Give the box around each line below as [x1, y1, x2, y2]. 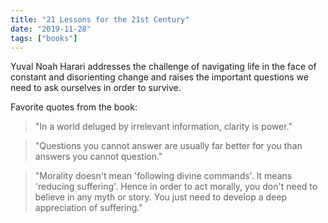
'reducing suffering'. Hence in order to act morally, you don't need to [34, 181, 318, 193]
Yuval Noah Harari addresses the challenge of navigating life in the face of [10, 61, 317, 73]
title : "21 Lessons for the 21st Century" [10, 14, 190, 25]
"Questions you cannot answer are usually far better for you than [34, 140, 303, 152]
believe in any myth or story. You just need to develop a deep [34, 191, 287, 203]
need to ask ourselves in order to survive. [10, 82, 182, 94]
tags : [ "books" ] [10, 33, 78, 43]
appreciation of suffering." [34, 202, 143, 214]
